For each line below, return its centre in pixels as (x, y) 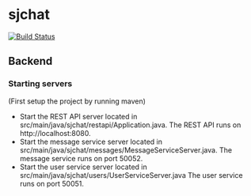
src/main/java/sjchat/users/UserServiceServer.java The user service (131, 175)
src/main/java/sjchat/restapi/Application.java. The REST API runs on (130, 125)
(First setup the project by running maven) (77, 101)
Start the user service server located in (84, 167)
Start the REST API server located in (78, 116)
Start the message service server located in (91, 141)
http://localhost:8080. (55, 133)
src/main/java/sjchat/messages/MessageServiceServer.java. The (125, 150)
